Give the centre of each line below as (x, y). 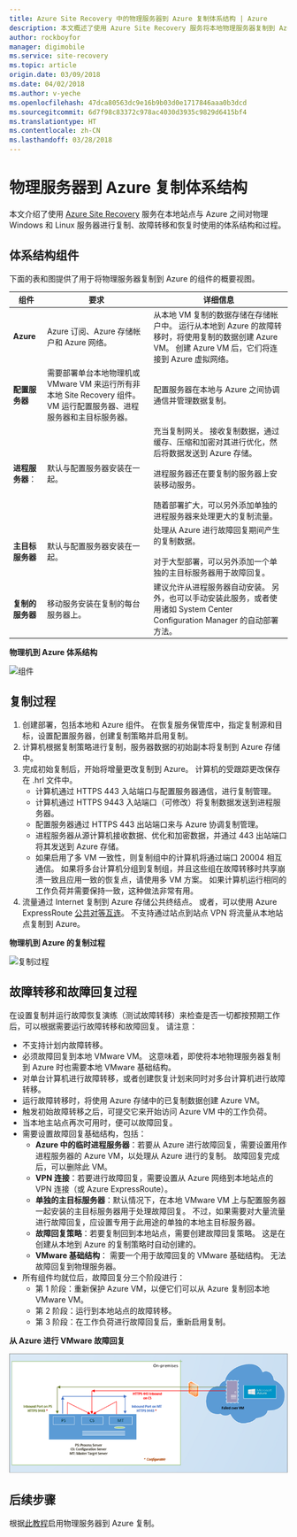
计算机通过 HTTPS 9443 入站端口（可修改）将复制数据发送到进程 (154, 802)
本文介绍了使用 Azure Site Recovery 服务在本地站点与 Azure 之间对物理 (139, 213)
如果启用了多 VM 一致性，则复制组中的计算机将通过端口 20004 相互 (159, 857)
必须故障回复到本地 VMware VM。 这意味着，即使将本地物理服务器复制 (151, 1056)
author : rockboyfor (45, 37)
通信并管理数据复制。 (192, 400)
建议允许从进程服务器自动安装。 (212, 587)
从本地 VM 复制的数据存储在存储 (212, 314)
